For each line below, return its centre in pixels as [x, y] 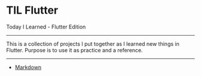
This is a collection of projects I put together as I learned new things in [93, 44]
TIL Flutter [32, 10]
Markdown [28, 67]
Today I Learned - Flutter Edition [46, 27]
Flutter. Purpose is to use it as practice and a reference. [75, 50]
